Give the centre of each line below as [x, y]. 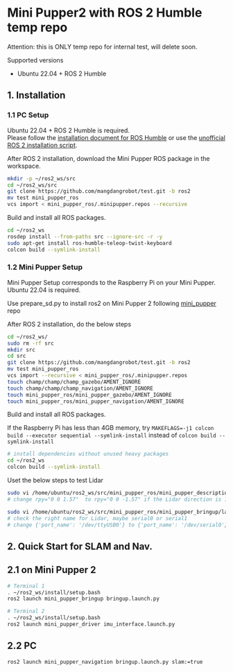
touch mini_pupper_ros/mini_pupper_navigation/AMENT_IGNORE [96, 401]
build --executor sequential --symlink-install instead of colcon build [112, 436]
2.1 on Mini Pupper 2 [52, 570]
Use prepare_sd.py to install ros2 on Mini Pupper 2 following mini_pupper [112, 303]
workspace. [24, 166]
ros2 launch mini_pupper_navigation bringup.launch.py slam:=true [105, 662]
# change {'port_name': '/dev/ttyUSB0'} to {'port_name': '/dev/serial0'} [118, 525]
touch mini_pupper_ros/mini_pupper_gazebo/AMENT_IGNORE [89, 395]
